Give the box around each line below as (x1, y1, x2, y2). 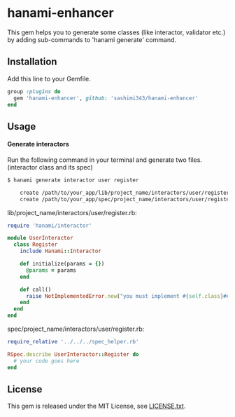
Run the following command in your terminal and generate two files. (7, 156, 203, 164)
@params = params (25, 266, 77, 274)
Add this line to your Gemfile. (7, 74, 91, 83)
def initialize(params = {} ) (20, 261, 105, 268)
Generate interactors (7, 140, 70, 149)
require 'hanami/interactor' (7, 222, 92, 229)
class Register (13, 241, 58, 248)
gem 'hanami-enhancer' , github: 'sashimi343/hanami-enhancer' (13, 95, 199, 102)
